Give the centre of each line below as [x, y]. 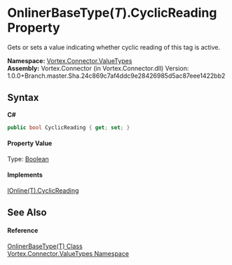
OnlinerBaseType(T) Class [45, 246]
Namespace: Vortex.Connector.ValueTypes [70, 60]
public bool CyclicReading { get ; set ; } [69, 128]
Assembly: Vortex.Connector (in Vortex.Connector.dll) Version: [98, 68]
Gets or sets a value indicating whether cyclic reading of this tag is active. [114, 47]
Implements [25, 175]
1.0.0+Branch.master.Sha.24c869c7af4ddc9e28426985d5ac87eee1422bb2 [116, 76]
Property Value [30, 143]
